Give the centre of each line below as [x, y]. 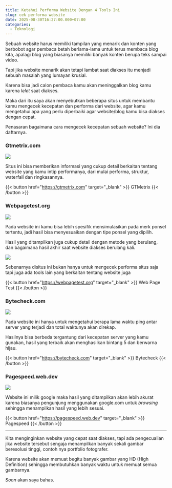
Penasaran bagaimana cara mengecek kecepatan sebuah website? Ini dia [83, 127]
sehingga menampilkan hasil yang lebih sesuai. [55, 408]
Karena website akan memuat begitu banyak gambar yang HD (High [77, 459]
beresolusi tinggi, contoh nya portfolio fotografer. [57, 449]
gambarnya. [18, 470]
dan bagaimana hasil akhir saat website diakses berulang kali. [70, 247]
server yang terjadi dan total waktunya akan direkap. [61, 327]
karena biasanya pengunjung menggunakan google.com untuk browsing [82, 403]
